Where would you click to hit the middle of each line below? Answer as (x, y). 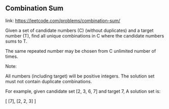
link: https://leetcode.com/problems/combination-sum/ (63, 20)
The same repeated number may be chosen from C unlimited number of (81, 51)
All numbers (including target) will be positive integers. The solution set (80, 76)
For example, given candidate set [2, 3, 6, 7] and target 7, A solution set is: (83, 91)
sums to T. (16, 41)
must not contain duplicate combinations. (49, 81)
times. (12, 56)
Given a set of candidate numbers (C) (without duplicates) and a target (79, 30)
